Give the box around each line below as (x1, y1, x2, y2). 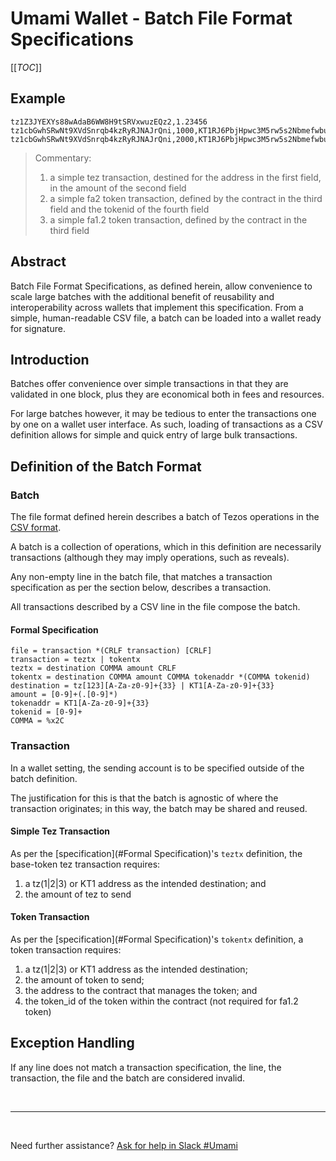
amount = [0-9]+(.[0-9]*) (10, 690, 118, 700)
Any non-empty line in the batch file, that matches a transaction (10, 571, 273, 583)
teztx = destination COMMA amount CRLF (10, 663, 177, 674)
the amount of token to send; (24, 973, 145, 986)
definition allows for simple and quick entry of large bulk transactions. (10, 429, 298, 441)
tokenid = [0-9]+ (10, 707, 83, 717)
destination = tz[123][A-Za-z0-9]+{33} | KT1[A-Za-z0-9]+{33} (10, 681, 275, 691)
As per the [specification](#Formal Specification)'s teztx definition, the (10, 847, 303, 859)
